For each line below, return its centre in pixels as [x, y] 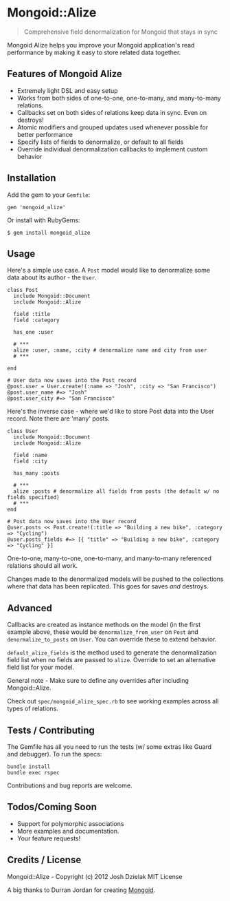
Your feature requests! [49, 838]
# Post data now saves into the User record [72, 522]
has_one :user [33, 332]
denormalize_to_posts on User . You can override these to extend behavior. [112, 639]
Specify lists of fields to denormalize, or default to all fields [100, 142]
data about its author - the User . [52, 277]
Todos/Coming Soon [52, 807]
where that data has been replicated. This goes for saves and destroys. [108, 586]
